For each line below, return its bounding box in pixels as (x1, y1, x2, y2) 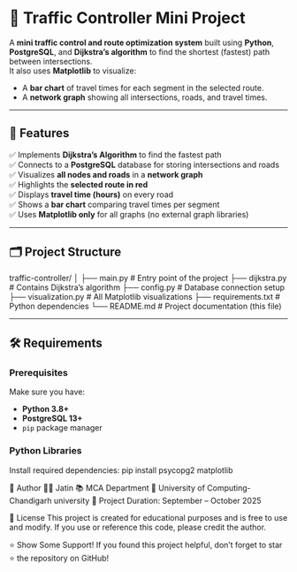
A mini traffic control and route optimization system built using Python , (9, 37, 274, 48)
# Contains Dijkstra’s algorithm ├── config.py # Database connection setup (9, 282, 286, 293)
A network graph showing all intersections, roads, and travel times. (21, 92, 268, 103)
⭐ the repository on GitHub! (9, 553, 110, 563)
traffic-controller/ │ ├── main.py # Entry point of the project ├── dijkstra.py (9, 272, 287, 283)
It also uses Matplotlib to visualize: (9, 65, 137, 76)
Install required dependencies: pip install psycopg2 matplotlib (9, 464, 233, 476)
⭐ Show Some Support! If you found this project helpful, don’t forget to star (9, 539, 283, 550)
